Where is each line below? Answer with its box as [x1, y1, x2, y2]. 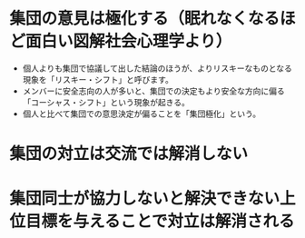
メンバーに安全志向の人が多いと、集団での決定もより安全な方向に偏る [22, 85, 285, 96]
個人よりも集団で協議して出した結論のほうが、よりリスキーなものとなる [22, 63, 293, 74]
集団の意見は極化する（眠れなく [9, 8, 249, 29]
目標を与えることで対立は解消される [25, 211, 295, 232]
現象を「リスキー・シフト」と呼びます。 [22, 74, 174, 84]
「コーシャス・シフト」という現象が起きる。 [22, 96, 191, 107]
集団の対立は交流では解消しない [9, 144, 249, 164]
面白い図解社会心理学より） [25, 31, 232, 52]
